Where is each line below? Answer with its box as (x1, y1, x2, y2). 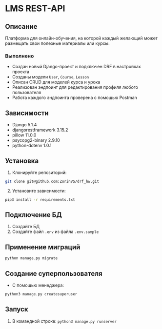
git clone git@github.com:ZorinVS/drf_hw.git (5, 179, 99, 184)
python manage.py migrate (5, 256, 58, 261)
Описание (5, 22, 38, 31)
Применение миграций (5, 243, 81, 251)
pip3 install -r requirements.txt (5, 197, 76, 202)
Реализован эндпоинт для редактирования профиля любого (12, 84, 138, 90)
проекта (12, 69, 30, 75)
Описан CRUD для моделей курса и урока (12, 79, 101, 85)
